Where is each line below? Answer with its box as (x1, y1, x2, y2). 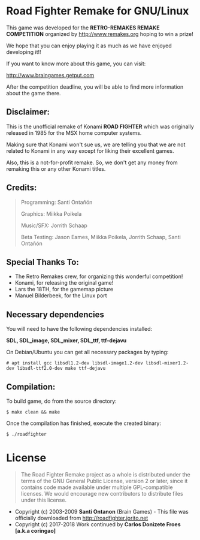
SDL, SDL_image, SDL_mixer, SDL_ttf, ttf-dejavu (6, 337, 127, 344)
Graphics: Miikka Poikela (20, 210, 82, 217)
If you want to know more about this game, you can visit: (6, 60, 146, 67)
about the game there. (6, 89, 61, 96)
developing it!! (6, 48, 41, 55)
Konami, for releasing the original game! (14, 279, 114, 286)
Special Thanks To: (6, 257, 79, 267)
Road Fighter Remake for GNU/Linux (6, 4, 189, 18)
